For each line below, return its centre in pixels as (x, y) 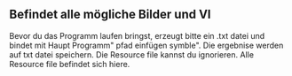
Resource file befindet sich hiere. (70, 64)
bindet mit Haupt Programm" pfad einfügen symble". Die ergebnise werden (146, 45)
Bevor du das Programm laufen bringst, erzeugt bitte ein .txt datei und (137, 35)
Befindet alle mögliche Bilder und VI (110, 15)
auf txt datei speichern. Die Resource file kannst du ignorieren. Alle (132, 54)
